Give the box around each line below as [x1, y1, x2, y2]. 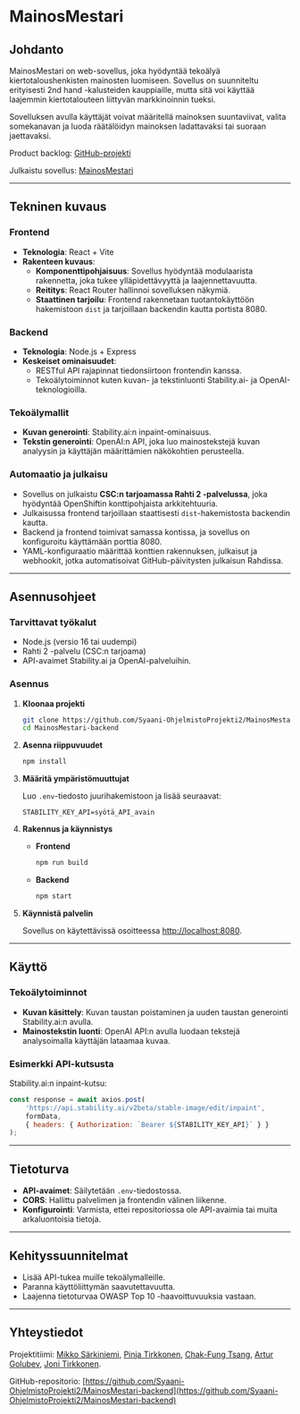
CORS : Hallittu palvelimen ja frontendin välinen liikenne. [21, 1195, 227, 1206]
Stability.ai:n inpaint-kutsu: [9, 1078, 107, 1088]
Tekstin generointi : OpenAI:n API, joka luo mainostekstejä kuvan [21, 436, 261, 447]
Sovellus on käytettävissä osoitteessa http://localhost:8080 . [21, 925, 243, 936]
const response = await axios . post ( [9, 1095, 146, 1104]
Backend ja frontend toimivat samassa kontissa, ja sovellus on [21, 526, 250, 538]
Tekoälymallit [9, 406, 70, 419]
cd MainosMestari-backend [21, 724, 119, 732]
